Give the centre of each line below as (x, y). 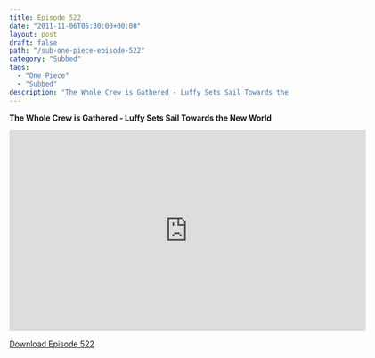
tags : (19, 68)
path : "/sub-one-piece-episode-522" (77, 51)
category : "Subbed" (45, 59)
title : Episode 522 (45, 17)
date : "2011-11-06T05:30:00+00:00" (75, 26)
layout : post (33, 34)
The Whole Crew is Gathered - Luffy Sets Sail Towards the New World (140, 118)
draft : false (33, 42)
